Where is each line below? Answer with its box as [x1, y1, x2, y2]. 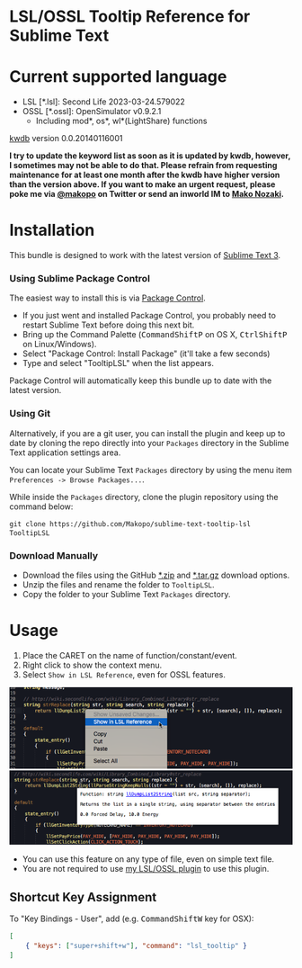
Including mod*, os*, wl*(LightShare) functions [35, 115, 208, 127]
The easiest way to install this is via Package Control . [9, 292, 207, 303]
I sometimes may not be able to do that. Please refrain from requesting [9, 160, 278, 171]
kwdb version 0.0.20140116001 [9, 133, 123, 144]
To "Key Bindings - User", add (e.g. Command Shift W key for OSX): [9, 913, 254, 924]
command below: [9, 501, 74, 512]
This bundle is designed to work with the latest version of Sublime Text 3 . [9, 250, 281, 261]
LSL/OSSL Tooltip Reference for [9, 6, 251, 27]
